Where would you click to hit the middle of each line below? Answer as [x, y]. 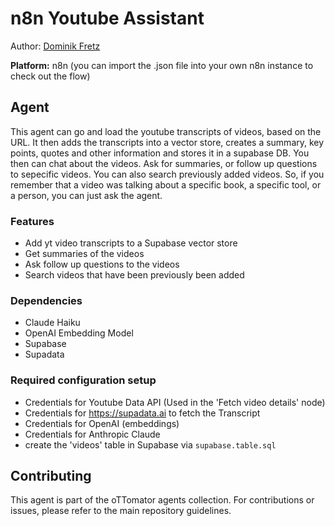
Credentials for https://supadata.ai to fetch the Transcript [142, 413]
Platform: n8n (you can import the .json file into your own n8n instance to [162, 65]
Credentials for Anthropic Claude [92, 434]
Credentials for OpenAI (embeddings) [102, 423]
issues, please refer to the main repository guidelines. [121, 511]
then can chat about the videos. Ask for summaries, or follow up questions [164, 163]
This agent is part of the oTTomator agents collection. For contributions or [162, 500]
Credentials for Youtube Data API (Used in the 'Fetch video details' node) [175, 402]
